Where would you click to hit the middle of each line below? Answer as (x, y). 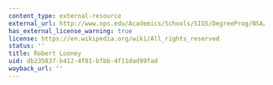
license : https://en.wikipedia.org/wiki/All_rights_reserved (114, 38)
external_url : (32, 23)
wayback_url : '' (36, 69)
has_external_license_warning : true (70, 31)
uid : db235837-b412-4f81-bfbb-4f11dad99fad (83, 62)
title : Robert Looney (45, 53)
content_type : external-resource (65, 16)
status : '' (27, 46)
